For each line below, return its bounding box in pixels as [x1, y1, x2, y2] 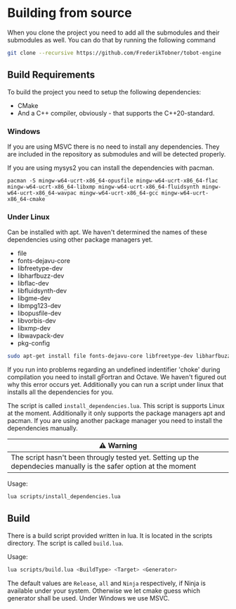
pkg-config [17, 339, 51, 347]
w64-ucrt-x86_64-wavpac [7, 189, 77, 197]
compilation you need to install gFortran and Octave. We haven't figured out [7, 373, 227, 381]
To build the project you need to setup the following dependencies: [7, 87, 202, 96]
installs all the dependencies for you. [7, 388, 114, 396]
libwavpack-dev [17, 331, 65, 340]
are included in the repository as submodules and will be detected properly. [7, 149, 226, 158]
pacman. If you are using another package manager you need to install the [7, 417, 223, 425]
